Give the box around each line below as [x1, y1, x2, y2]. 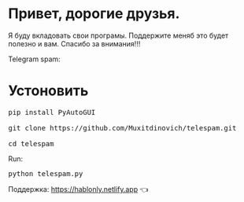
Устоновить [8, 82, 89, 100]
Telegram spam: [8, 54, 61, 64]
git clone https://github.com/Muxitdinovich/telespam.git [8, 123, 237, 132]
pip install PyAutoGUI [8, 108, 96, 116]
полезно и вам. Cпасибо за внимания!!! [8, 39, 141, 48]
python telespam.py [8, 169, 83, 178]
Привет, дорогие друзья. [8, 5, 180, 23]
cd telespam [8, 139, 54, 148]
